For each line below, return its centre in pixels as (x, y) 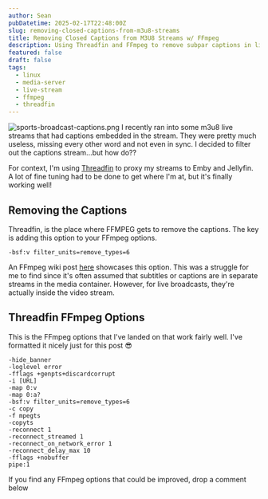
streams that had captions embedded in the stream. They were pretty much (132, 136)
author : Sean (30, 16)
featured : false (35, 53)
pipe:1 (19, 464)
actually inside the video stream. (62, 293)
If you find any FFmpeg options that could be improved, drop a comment (128, 479)
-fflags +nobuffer (39, 458)
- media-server (41, 82)
